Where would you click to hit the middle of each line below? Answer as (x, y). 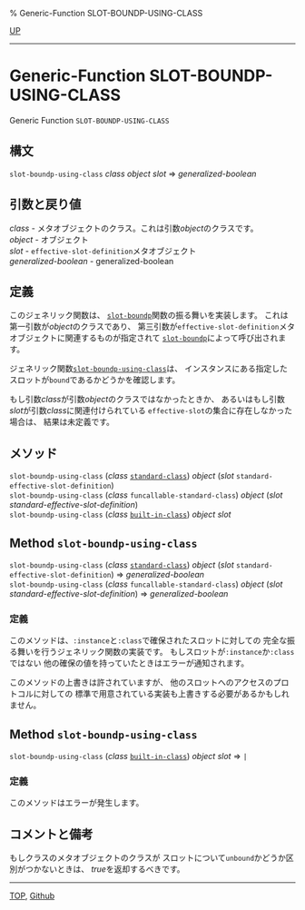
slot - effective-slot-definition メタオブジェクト (103, 251)
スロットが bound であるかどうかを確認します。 (95, 380)
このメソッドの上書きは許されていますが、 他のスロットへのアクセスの (142, 682)
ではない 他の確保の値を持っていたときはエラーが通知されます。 (129, 663)
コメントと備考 (51, 834)
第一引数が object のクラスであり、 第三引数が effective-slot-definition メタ (152, 327)
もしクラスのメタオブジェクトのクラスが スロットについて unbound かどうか (148, 858)
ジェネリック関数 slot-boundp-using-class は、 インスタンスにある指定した (149, 369)
